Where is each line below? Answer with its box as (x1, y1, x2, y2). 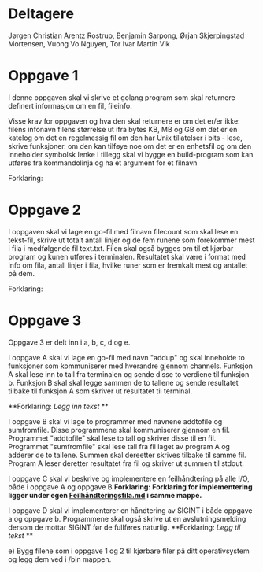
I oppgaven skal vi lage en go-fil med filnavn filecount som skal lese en (8, 227, 239, 236)
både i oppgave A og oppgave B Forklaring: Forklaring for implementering (8, 482, 254, 492)
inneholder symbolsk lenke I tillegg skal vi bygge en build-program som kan (8, 149, 254, 159)
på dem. (8, 268, 35, 278)
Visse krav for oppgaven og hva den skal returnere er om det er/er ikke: (8, 116, 240, 126)
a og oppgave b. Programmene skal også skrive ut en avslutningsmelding (8, 514, 246, 523)
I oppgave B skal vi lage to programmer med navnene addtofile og (8, 416, 223, 426)
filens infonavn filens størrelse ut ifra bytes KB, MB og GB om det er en (8, 124, 238, 134)
